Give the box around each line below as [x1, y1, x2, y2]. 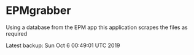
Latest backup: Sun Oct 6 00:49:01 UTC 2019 [6, 42, 120, 49]
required [6, 30, 28, 37]
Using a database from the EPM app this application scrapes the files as [6, 24, 188, 31]
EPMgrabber [6, 4, 71, 18]
